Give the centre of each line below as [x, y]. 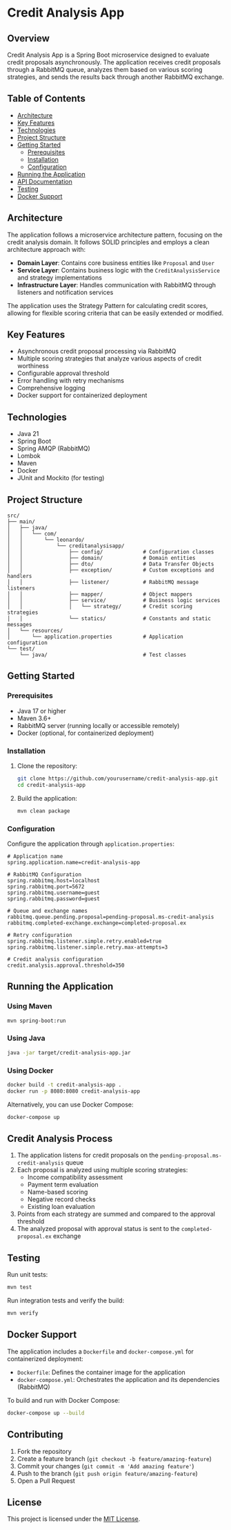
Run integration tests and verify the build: [66, 1301]
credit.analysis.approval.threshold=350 [66, 965]
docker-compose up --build [46, 1413]
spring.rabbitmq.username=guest [53, 893]
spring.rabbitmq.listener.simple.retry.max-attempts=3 [88, 947]
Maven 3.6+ [34, 718]
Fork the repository [44, 1451]
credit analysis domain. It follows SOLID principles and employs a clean [109, 242]
